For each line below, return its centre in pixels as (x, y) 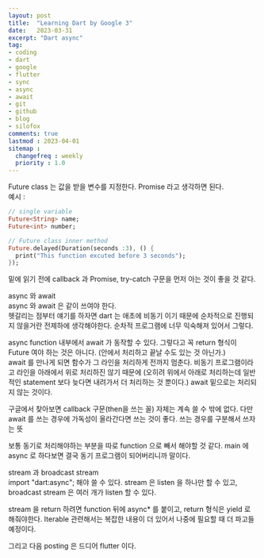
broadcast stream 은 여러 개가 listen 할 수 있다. (82, 492)
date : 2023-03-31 (40, 30)
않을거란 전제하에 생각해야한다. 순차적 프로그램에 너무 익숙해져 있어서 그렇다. (135, 325)
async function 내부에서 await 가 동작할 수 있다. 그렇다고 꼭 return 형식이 (122, 343)
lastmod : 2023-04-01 (44, 141)
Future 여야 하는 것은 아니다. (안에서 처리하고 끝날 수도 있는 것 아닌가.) (117, 352)
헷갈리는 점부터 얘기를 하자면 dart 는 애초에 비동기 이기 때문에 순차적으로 (121, 316)
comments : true (33, 133)
